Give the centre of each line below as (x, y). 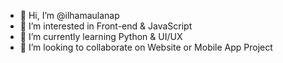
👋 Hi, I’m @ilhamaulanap (69, 15)
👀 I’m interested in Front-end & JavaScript (106, 26)
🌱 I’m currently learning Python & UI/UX (101, 36)
